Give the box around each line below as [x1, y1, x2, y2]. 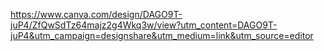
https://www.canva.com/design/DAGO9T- [10, 9, 183, 20]
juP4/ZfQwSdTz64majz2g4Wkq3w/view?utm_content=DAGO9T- [10, 19, 278, 31]
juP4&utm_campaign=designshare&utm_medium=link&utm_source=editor [10, 30, 314, 41]
